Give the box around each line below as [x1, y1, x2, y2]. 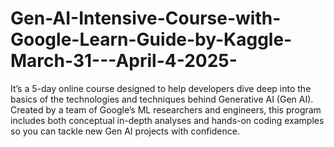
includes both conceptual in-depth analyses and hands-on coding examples [10, 114, 325, 126]
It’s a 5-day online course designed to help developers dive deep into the [10, 82, 312, 94]
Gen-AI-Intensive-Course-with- [10, 7, 282, 30]
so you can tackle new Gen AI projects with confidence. [10, 125, 240, 137]
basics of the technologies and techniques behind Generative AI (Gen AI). [10, 93, 314, 105]
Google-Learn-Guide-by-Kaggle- [10, 28, 293, 51]
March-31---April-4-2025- [10, 50, 238, 72]
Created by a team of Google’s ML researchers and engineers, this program [10, 103, 322, 116]
